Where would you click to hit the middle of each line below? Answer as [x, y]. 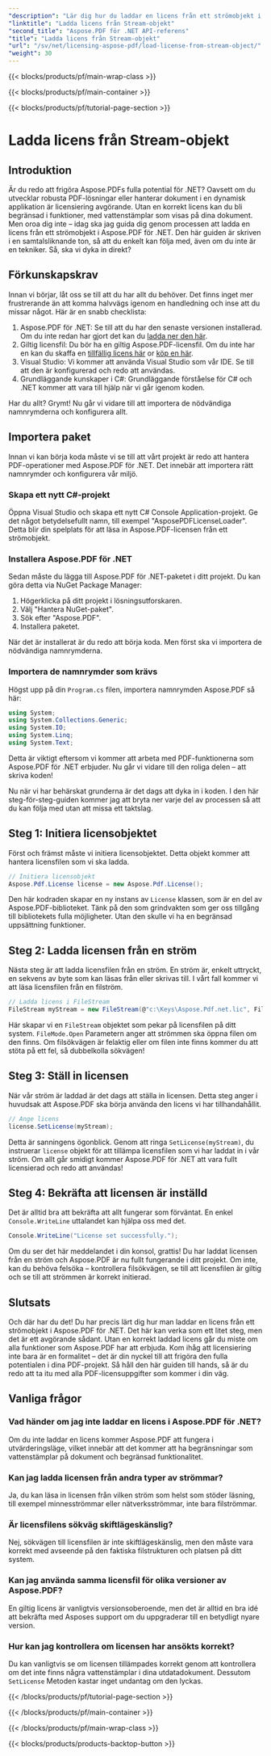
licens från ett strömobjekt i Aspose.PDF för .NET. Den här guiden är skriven [135, 232]
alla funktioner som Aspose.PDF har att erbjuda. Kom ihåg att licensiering [130, 1348]
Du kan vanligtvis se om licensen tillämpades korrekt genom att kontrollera [132, 1663]
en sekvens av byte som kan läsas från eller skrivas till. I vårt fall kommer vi [133, 979]
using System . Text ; [41, 743]
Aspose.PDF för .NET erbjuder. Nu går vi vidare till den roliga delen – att [127, 766]
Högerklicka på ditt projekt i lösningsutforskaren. [101, 601]
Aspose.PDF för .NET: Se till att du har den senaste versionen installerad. [141, 327]
